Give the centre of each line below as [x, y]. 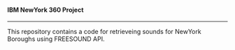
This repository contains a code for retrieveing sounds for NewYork [104, 32]
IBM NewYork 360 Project [45, 10]
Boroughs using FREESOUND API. [56, 39]
